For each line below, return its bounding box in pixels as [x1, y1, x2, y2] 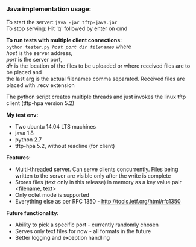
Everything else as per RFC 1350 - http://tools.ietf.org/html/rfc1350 [14, 198, 181, 205]
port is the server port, [6, 56, 62, 63]
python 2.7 [14, 136, 42, 143]
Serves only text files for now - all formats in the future [14, 228, 151, 235]
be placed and [6, 69, 42, 76]
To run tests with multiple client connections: [6, 37, 122, 44]
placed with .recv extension [6, 82, 75, 89]
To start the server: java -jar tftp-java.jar [6, 19, 118, 26]
